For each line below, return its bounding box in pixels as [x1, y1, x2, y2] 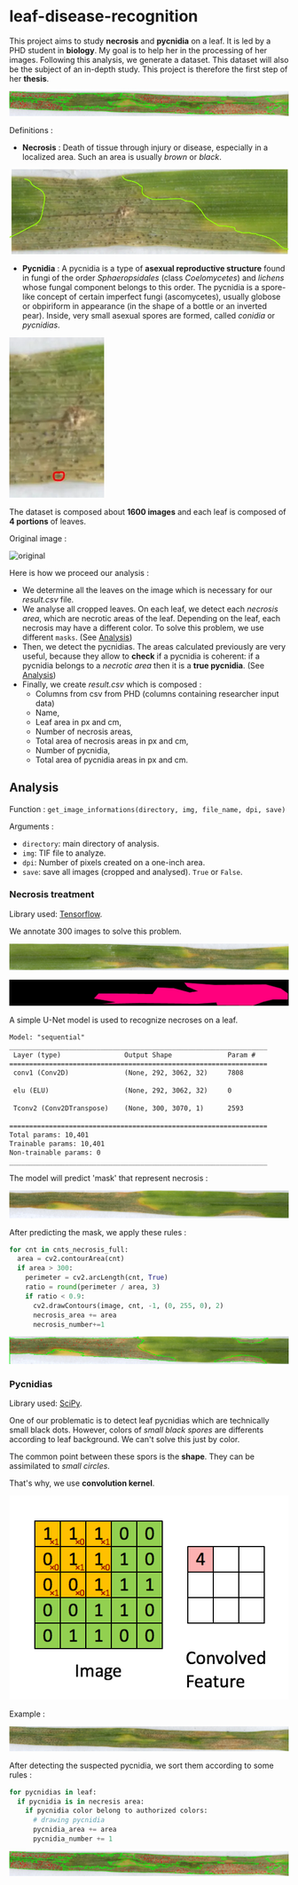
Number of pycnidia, [35, 745, 111, 755]
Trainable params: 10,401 [9, 1140, 105, 1148]
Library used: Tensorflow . [9, 908, 103, 919]
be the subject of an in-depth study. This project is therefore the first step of [9, 64, 288, 75]
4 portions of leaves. [9, 516, 87, 526]
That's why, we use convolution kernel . [9, 1478, 155, 1488]
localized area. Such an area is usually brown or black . [21, 151, 222, 162]
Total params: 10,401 [9, 1131, 90, 1140]
